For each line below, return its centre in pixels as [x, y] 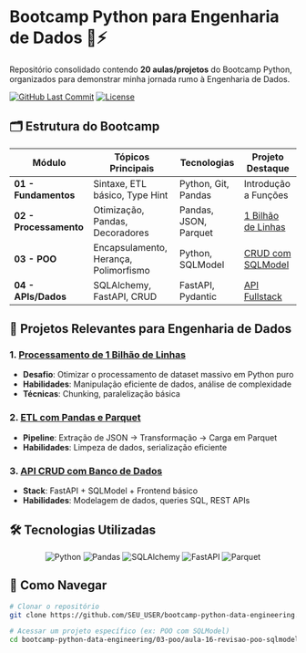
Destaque [268, 168]
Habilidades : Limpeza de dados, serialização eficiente [125, 447]
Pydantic [198, 296]
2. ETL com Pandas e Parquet [75, 418]
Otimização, [119, 210]
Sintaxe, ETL [120, 183]
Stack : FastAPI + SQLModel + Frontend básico [110, 491]
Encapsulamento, [130, 247]
